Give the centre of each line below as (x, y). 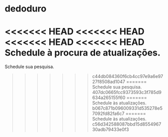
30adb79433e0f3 (111, 129)
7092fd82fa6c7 (108, 113)
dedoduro (26, 9)
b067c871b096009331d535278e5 (128, 108)
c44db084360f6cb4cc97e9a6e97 (128, 76)
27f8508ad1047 (109, 82)
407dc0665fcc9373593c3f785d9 (127, 92)
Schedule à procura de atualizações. (83, 53)
